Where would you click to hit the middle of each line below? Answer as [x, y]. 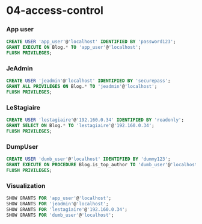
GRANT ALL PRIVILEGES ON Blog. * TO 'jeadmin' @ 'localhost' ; [82, 87]
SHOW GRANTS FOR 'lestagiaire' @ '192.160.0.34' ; [67, 209]
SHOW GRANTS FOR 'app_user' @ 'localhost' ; [59, 198]
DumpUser [22, 146]
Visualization [26, 185]
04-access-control [55, 11]
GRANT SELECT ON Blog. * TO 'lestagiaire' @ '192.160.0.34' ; [80, 126]
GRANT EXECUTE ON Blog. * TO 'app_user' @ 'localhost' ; [74, 48]
